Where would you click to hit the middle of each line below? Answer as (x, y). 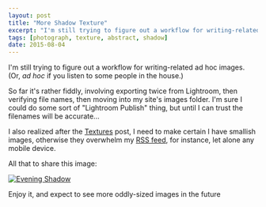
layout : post (30, 15)
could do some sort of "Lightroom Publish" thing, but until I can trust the (126, 108)
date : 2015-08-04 (37, 45)
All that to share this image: (53, 164)
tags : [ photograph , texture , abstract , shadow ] (88, 38)
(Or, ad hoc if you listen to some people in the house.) (96, 76)
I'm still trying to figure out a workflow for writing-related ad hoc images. (127, 67)
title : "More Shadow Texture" (58, 23)
